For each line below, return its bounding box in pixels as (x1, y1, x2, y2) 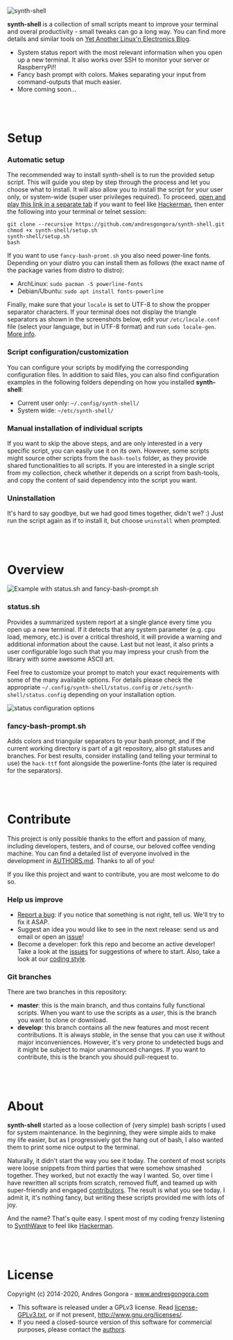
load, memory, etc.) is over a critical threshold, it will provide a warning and (7, 633, 222, 641)
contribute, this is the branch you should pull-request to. (17, 1053, 179, 1062)
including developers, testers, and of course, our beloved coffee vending (7, 841, 216, 850)
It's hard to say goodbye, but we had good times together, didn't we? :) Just (7, 509, 224, 517)
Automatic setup (7, 155, 65, 165)
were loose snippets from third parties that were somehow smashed (7, 1164, 202, 1173)
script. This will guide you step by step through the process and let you (7, 178, 210, 187)
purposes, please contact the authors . (17, 1325, 127, 1334)
